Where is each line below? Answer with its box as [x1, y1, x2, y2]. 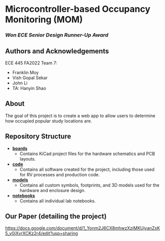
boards [12, 145, 28, 151]
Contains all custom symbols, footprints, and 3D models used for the [19, 182, 160, 188]
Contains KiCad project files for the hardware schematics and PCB [19, 151, 155, 157]
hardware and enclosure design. [19, 187, 85, 193]
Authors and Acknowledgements [5, 47, 109, 55]
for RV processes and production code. [19, 171, 100, 177]
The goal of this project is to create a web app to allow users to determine [5, 113, 156, 119]
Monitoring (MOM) [5, 14, 83, 25]
